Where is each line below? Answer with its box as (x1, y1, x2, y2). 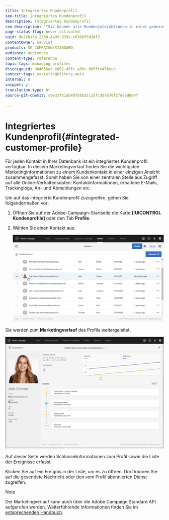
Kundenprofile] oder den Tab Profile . (12, 215, 91, 221)
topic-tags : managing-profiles (5, 61, 71, 66)
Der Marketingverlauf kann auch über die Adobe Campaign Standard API (5, 499, 156, 504)
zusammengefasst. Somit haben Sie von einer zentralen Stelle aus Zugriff (5, 174, 157, 180)
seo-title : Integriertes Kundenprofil (5, 13, 87, 19)
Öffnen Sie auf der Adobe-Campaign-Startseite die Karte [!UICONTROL (12, 210, 161, 216)
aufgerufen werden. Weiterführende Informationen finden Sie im (5, 504, 138, 510)
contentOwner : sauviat (5, 40, 53, 45)
